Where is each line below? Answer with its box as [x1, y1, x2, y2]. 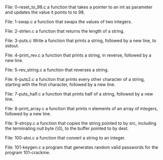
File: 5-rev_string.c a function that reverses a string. [5, 67, 109, 73]
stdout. [5, 43, 20, 48]
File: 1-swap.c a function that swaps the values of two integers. [5, 19, 132, 24]
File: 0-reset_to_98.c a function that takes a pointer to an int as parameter [5, 4, 153, 10]
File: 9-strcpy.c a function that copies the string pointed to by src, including [5, 120, 157, 126]
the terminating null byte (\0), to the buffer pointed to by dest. [5, 125, 129, 131]
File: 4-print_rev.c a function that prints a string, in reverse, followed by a [5, 52, 152, 58]
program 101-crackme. [5, 150, 50, 155]
